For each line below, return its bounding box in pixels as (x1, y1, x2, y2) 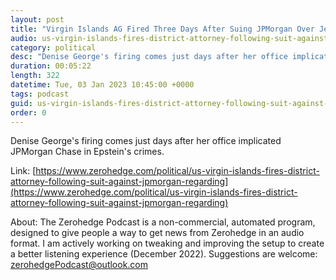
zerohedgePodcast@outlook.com (10, 259, 149, 271)
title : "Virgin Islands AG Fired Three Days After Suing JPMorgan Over (10, 24, 315, 34)
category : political (10, 42, 97, 53)
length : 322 (10, 71, 60, 81)
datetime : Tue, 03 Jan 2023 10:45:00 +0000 (10, 80, 195, 90)
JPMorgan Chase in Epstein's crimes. (10, 146, 165, 158)
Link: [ (10, 165, 37, 177)
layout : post (10, 14, 65, 25)
